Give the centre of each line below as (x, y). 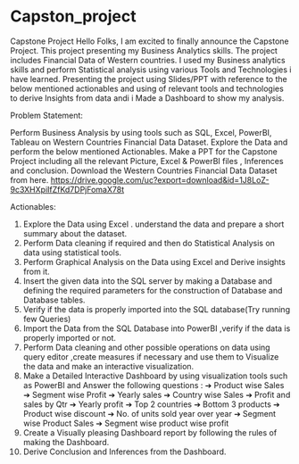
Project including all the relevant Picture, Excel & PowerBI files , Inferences (147, 161)
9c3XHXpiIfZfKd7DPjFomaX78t (67, 189)
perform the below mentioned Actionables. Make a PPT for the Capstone (144, 151)
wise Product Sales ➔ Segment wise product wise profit (126, 423)
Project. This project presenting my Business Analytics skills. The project (144, 50)
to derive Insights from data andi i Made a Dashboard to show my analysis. (147, 98)
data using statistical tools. (72, 253)
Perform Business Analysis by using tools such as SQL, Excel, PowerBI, (141, 132)
